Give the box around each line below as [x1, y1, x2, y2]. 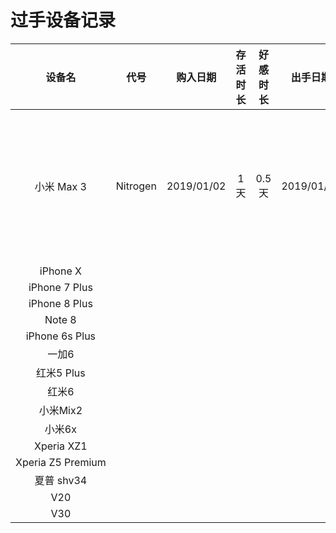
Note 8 [44, 312, 77, 326]
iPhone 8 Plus [28, 296, 93, 310]
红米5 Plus [36, 366, 86, 380]
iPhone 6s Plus [25, 329, 97, 343]
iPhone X [39, 264, 82, 278]
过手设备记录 [10, 9, 117, 32]
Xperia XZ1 [34, 439, 88, 453]
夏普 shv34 [34, 473, 88, 487]
